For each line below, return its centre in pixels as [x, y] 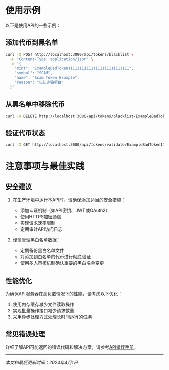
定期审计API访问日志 [41, 229]
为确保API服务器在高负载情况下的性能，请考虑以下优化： [64, 293]
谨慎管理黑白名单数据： [37, 240]
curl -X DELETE [21, 116]
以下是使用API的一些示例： [33, 25]
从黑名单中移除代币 [35, 104]
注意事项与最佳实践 [45, 167]
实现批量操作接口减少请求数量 [43, 310]
